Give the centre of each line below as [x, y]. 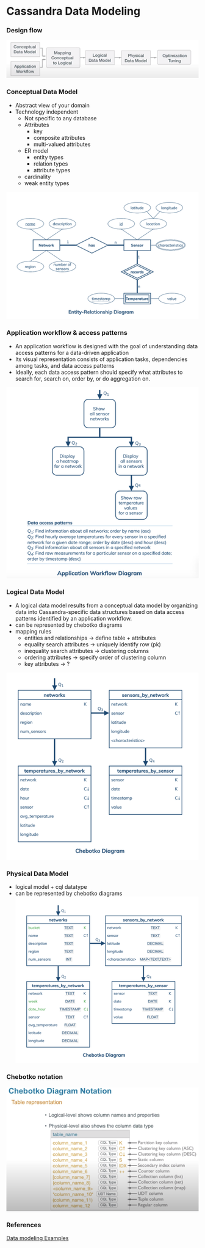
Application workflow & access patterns [67, 333]
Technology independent [47, 112]
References [24, 1225]
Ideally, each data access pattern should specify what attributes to [99, 372]
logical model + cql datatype [51, 887]
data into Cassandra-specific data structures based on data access [100, 611]
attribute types [52, 170]
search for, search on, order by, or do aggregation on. [83, 378]
